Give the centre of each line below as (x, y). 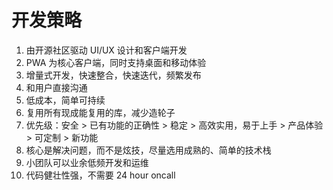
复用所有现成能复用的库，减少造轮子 (100, 112)
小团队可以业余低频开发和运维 (87, 162)
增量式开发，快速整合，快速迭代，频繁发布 (113, 75)
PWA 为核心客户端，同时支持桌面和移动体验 (116, 62)
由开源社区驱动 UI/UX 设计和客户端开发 (106, 50)
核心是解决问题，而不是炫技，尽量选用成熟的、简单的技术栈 (148, 150)
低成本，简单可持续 (65, 100)
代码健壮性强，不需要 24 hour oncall (100, 175)
